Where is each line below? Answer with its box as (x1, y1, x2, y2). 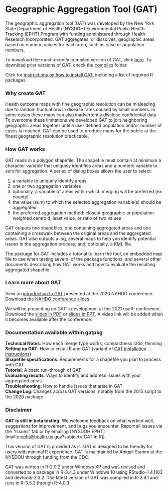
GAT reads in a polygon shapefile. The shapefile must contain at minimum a (5, 157, 161, 163)
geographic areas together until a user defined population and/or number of (5, 122, 162, 129)
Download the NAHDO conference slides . (5, 296, 91, 302)
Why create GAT (5, 90, 46, 97)
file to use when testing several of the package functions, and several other (5, 256, 161, 262)
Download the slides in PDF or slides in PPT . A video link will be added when (5, 311, 163, 317)
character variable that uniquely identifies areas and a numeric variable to (5, 162, 158, 169)
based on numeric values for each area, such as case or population (5, 41, 144, 47)
